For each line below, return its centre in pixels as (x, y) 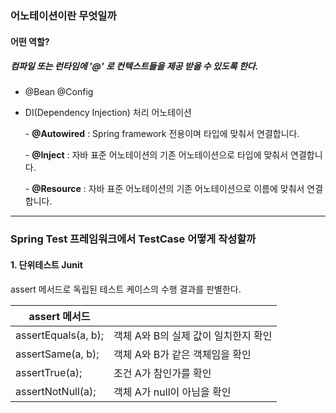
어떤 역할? (30, 41)
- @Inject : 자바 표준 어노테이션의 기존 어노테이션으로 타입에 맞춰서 (156, 155)
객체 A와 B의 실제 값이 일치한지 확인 (193, 335)
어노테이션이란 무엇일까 (63, 15)
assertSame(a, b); (57, 354)
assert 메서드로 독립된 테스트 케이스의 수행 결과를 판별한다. (126, 289)
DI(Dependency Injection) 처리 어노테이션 (108, 113)
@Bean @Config (59, 92)
